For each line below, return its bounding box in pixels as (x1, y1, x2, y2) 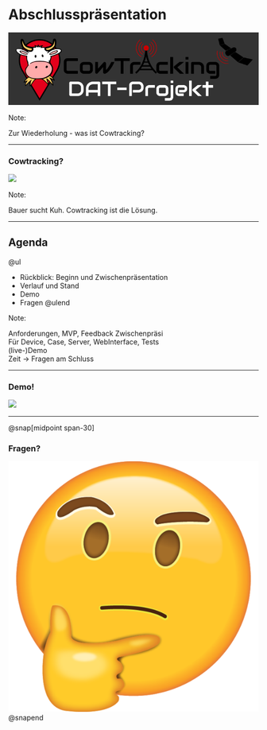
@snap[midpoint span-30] (8, 423, 95, 433)
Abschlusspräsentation (8, 6, 167, 24)
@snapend (8, 713, 44, 723)
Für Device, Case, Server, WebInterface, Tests (8, 336, 160, 347)
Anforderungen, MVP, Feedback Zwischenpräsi (8, 328, 164, 338)
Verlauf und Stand (19, 281, 79, 290)
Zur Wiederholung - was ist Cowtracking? (8, 128, 145, 138)
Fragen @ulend (19, 297, 70, 307)
